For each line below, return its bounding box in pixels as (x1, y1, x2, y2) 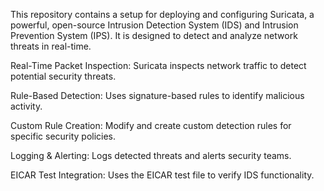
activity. (10, 100, 43, 112)
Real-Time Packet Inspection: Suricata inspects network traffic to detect (10, 60, 307, 71)
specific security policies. (10, 130, 117, 142)
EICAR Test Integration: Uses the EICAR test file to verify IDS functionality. (10, 169, 315, 181)
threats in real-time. (10, 40, 92, 52)
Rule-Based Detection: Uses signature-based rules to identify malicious (10, 90, 305, 101)
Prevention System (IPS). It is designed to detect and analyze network (10, 30, 298, 41)
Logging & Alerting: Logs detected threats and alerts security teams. (10, 150, 292, 161)
